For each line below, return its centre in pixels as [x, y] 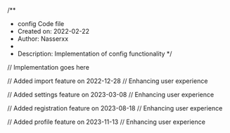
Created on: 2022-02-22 [53, 31]
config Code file [41, 24]
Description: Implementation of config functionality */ [95, 53]
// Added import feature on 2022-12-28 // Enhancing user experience [108, 81]
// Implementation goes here [49, 67]
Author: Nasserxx [43, 39]
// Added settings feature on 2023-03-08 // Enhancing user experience [111, 95]
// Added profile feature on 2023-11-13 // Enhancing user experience [107, 122]
